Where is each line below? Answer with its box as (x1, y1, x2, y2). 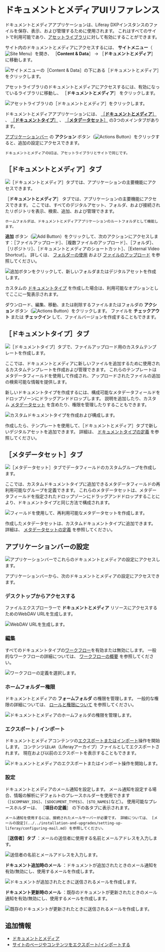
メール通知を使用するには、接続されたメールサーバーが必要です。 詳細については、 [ (5, 815, 154, 820)
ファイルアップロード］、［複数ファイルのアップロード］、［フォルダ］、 (15, 239, 156, 245)
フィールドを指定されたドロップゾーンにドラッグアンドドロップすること (9, 493, 156, 500)
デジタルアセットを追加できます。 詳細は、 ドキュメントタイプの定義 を (9, 429, 155, 435)
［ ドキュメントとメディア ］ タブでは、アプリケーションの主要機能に (5, 195, 144, 202)
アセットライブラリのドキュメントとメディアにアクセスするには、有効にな (5, 84, 156, 90)
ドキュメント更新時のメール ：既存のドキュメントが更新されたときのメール (5, 889, 158, 895)
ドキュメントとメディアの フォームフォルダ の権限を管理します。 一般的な (5, 696, 155, 701)
